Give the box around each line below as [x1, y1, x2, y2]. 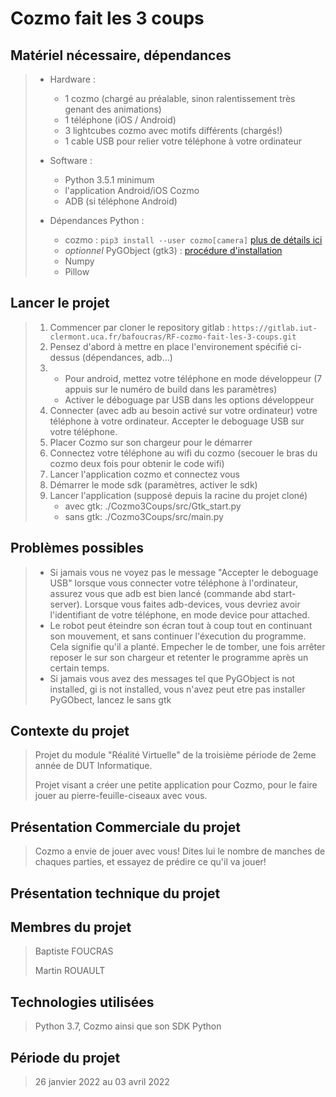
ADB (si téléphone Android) [64, 195, 178, 207]
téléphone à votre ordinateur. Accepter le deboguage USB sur [49, 415, 305, 427]
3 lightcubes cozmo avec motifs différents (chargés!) [64, 125, 283, 136]
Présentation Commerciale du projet [10, 818, 241, 836]
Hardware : [49, 73, 96, 85]
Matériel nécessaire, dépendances [10, 47, 232, 64]
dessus [49, 351, 80, 363]
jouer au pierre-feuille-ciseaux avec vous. [34, 790, 208, 802]
